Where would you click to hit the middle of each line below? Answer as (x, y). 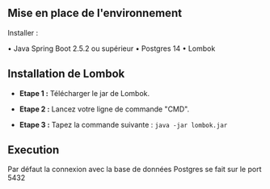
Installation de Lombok (66, 74)
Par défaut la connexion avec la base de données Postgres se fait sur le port (135, 170)
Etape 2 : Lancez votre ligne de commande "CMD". (104, 109)
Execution (34, 150)
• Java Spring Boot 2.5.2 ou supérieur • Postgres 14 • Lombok (112, 48)
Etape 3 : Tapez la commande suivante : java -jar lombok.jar (123, 124)
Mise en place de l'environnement (95, 13)
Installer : (23, 32)
